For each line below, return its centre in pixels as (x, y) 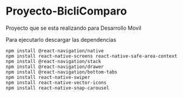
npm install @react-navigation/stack (54, 61)
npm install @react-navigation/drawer (55, 67)
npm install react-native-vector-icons (56, 82)
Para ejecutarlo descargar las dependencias (61, 39)
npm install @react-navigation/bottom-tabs (62, 72)
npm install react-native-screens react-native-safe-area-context (91, 56)
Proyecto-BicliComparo (66, 11)
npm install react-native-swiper (48, 77)
